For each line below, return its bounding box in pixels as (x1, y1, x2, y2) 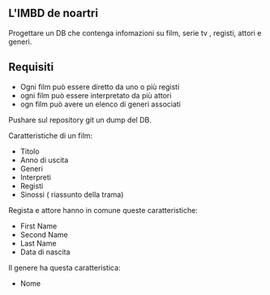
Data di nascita (19, 247, 71, 257)
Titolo (19, 146, 40, 156)
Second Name (19, 229, 68, 239)
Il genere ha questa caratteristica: (8, 262, 121, 272)
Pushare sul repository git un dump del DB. (8, 115, 152, 124)
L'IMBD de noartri (8, 7, 99, 20)
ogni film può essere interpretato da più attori (19, 90, 172, 100)
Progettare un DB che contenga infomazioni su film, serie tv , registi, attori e (8, 28, 262, 37)
